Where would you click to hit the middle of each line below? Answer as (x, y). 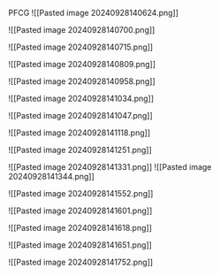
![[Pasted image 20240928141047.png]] (81, 115)
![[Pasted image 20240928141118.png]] (80, 133)
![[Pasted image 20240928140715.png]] (81, 47)
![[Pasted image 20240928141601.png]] (80, 211)
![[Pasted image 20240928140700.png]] (82, 30)
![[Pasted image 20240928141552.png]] (81, 193)
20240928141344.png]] (51, 176)
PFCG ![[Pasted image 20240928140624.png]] (93, 13)
